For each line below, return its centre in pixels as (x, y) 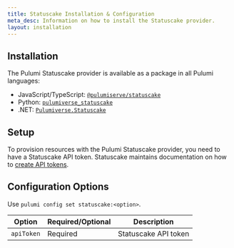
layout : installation (40, 27)
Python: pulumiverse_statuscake (65, 102)
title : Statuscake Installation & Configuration (81, 14)
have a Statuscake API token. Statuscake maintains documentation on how (117, 157)
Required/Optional (79, 222)
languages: (24, 81)
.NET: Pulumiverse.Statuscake (62, 110)
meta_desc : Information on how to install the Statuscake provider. (111, 21)
